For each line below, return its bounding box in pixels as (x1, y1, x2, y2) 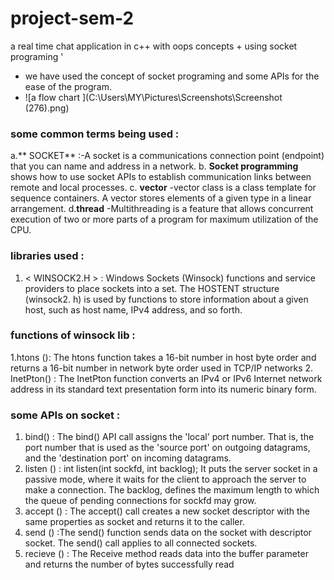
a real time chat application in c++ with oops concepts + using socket (10, 40, 298, 52)
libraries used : (10, 249, 85, 263)
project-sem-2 (10, 7, 135, 30)
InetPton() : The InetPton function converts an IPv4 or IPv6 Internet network (10, 372, 323, 384)
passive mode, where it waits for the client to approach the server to (24, 473, 307, 486)
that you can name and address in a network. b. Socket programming (10, 160, 299, 172)
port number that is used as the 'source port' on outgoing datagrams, (24, 442, 311, 454)
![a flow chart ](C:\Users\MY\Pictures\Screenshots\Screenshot (24, 91, 283, 103)
